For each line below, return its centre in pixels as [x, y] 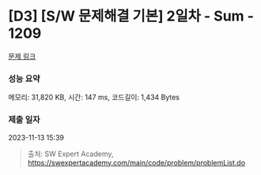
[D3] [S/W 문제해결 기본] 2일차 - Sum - [131, 16]
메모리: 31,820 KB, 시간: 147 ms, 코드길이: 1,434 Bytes [94, 97]
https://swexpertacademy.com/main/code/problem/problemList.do [136, 162]
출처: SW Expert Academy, [70, 154]
